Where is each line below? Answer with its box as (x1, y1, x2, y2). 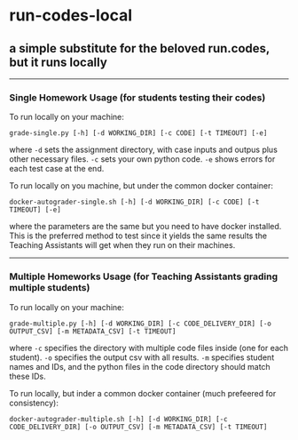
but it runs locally (9, 54, 108, 69)
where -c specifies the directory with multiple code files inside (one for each (9, 342, 289, 353)
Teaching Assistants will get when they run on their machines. (9, 240, 236, 251)
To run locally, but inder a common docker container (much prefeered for (9, 388, 277, 398)
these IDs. (9, 371, 46, 381)
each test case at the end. (9, 164, 105, 174)
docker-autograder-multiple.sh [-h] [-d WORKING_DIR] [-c (9, 414, 228, 423)
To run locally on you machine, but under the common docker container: (9, 180, 273, 191)
